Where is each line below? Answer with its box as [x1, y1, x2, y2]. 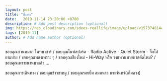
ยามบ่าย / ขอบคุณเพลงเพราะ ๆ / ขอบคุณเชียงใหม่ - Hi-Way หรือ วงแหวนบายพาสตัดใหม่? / [5, 54, 156, 60]
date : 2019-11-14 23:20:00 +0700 [5, 16, 79, 21]
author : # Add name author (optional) [5, 35, 85, 40]
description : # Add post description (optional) [5, 21, 108, 26]
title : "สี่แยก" [5, 12, 33, 17]
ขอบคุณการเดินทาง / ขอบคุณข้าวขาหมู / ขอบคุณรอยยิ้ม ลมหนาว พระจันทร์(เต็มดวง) [5, 70, 141, 76]
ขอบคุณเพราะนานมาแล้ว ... [5, 60, 50, 66]
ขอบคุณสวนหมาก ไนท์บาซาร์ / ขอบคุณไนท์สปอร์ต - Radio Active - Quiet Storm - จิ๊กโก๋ [5, 48, 159, 55]
